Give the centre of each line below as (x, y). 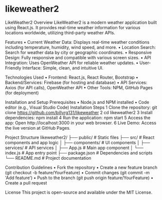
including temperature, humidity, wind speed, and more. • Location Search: (81, 47)
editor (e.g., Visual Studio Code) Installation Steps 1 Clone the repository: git (81, 107)
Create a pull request (26, 183)
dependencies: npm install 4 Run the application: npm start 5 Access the (78, 117)
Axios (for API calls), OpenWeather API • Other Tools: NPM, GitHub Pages (79, 87)
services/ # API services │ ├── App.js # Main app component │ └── (74, 148)
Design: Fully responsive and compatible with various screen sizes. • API (78, 57)
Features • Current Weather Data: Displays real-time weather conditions (77, 42)
